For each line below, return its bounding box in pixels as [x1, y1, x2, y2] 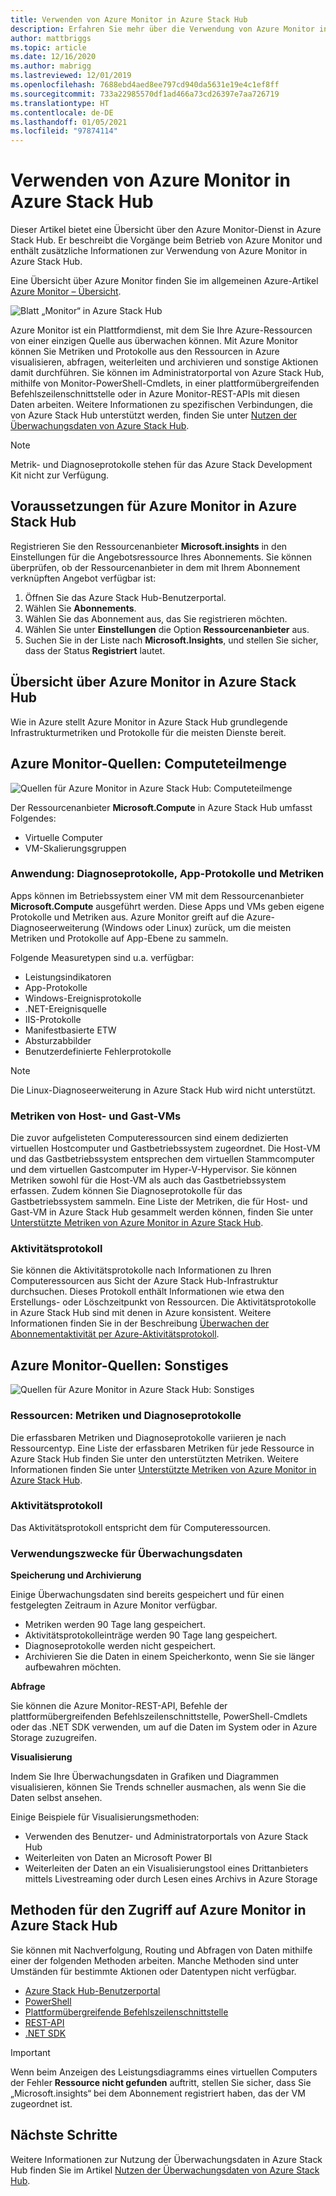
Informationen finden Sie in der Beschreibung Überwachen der [10, 1317, 270, 1330]
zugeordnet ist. [10, 2097, 73, 2110]
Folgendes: [10, 812, 57, 824]
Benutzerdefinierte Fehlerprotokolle [24, 1045, 172, 1057]
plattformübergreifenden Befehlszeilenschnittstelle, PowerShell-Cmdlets [10, 1711, 308, 1723]
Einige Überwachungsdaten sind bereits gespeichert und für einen [10, 1589, 285, 1601]
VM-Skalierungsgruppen [24, 842, 127, 854]
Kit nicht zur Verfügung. [10, 469, 110, 481]
